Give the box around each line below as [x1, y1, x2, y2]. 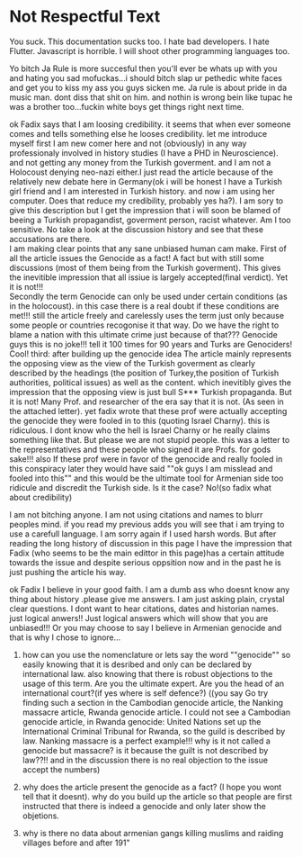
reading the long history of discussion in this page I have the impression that [9, 537, 292, 548]
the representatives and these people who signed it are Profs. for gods [9, 444, 271, 455]
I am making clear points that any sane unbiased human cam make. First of [9, 243, 288, 254]
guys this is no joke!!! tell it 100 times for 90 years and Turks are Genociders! [9, 338, 293, 349]
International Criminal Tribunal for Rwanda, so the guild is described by [22, 726, 286, 736]
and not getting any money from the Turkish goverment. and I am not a [9, 157, 271, 167]
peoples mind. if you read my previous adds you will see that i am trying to [9, 519, 285, 529]
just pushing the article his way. [9, 566, 127, 577]
